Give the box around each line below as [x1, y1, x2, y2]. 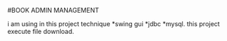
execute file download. [7, 28, 75, 35]
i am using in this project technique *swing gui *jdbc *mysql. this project [7, 20, 220, 28]
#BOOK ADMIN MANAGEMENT [7, 6, 99, 14]
